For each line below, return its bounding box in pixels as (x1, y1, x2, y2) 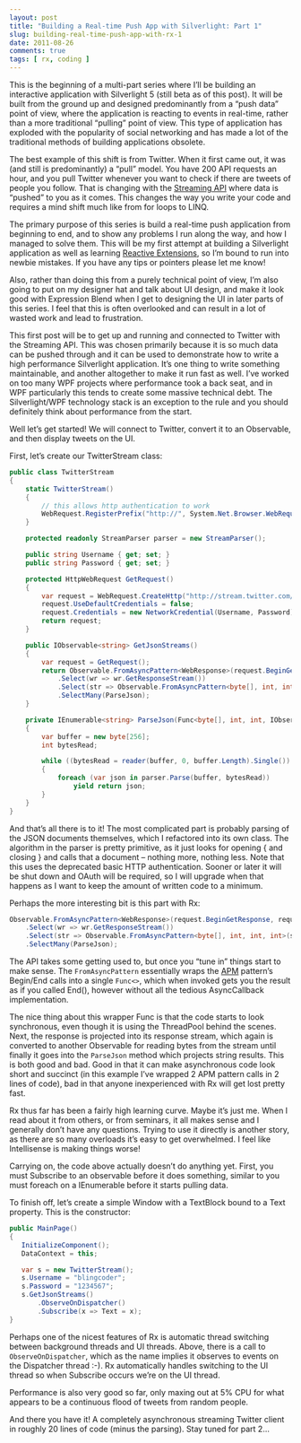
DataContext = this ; (21, 1248, 99, 1258)
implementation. (9, 995, 69, 1004)
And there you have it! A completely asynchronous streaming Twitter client (9, 1413, 285, 1424)
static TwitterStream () (25, 484, 115, 493)
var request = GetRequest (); (41, 657, 150, 666)
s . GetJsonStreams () (21, 1291, 94, 1300)
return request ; (41, 616, 102, 626)
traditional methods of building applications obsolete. (9, 136, 206, 147)
